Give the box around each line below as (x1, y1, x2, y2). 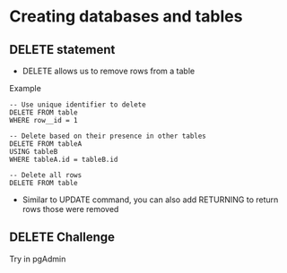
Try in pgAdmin (9, 253, 66, 264)
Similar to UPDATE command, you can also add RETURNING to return (22, 194, 279, 205)
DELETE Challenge (9, 230, 115, 245)
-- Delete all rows (9, 171, 83, 180)
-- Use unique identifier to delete (9, 100, 146, 109)
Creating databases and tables (9, 6, 243, 27)
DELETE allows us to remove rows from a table (22, 65, 196, 76)
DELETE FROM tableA (9, 140, 83, 149)
